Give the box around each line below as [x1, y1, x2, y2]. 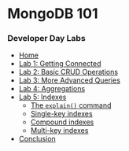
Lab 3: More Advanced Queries [18, 75, 121, 85]
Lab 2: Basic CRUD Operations [18, 68, 119, 77]
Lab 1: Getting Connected [18, 59, 101, 68]
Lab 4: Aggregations [18, 84, 86, 94]
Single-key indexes [30, 109, 93, 119]
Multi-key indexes [30, 126, 89, 135]
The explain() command [30, 101, 112, 110]
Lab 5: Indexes [18, 92, 67, 102]
